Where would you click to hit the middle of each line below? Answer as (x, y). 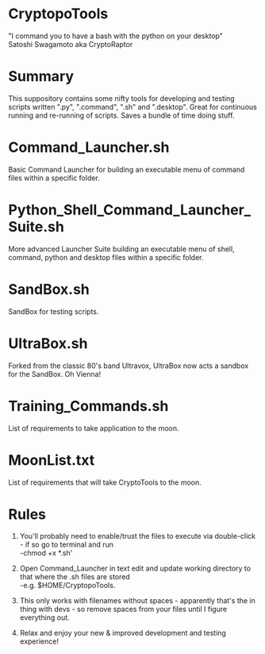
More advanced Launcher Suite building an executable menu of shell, (122, 249)
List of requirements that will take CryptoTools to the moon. (105, 482)
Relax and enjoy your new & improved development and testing (123, 633)
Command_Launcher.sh (89, 147)
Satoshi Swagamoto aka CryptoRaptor (71, 44)
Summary (41, 77)
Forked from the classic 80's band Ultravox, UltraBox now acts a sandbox (129, 366)
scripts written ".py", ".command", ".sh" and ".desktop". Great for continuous (133, 106)
